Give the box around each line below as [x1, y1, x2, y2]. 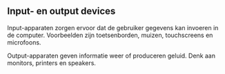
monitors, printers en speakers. [7, 58, 97, 67]
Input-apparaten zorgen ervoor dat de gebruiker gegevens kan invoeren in [7, 23, 219, 32]
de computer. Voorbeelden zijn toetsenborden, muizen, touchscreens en [7, 31, 213, 39]
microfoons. [7, 38, 41, 47]
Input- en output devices [7, 5, 116, 17]
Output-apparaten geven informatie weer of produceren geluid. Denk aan [7, 51, 216, 60]
